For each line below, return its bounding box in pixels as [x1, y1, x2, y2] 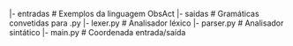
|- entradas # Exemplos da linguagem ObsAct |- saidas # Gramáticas [9, 9, 259, 19]
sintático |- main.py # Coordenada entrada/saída [9, 27, 186, 37]
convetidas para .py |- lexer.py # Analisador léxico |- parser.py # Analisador [9, 18, 284, 28]
